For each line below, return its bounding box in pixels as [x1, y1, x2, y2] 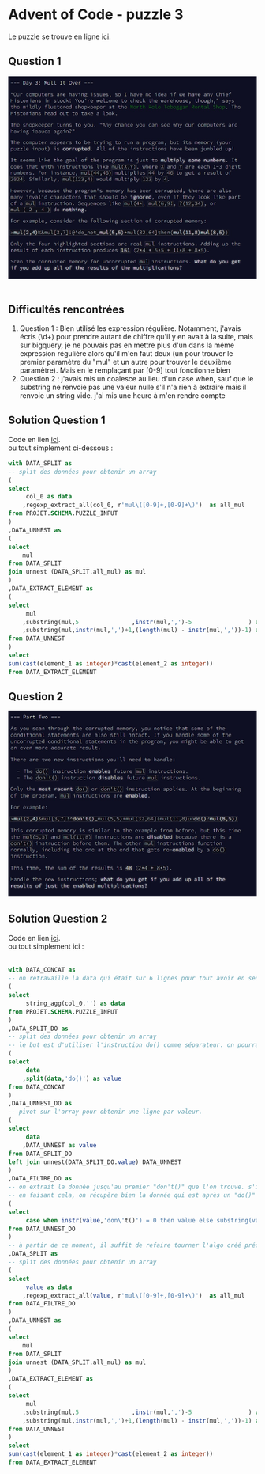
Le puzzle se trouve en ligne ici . [8, 32, 112, 41]
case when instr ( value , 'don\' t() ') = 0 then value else [25, 1216, 214, 1224]
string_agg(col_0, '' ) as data [25, 999, 125, 1007]
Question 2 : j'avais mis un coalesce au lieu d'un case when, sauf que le [19, 374, 254, 384]
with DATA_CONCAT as [8, 966, 77, 974]
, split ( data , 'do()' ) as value [22, 1074, 122, 1082]
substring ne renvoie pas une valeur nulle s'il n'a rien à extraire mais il [19, 382, 247, 392]
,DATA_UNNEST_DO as [8, 1100, 73, 1108]
